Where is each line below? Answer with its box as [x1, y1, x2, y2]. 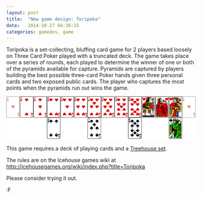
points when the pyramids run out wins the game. [6, 84, 129, 91]
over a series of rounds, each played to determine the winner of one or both [6, 59, 194, 66]
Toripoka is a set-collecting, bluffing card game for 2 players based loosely [6, 46, 192, 54]
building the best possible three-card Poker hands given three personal [6, 72, 183, 79]
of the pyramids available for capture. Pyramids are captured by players [6, 65, 185, 72]
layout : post [6, 10, 39, 16]
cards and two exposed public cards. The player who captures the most [6, 78, 185, 85]
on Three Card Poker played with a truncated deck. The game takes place [6, 52, 189, 60]
